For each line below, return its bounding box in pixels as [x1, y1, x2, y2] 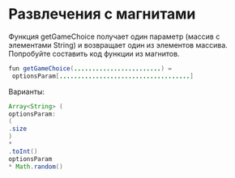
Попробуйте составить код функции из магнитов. [8, 49, 180, 58]
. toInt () [8, 147, 38, 155]
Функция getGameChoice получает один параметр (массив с [8, 32, 220, 41]
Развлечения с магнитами [8, 5, 196, 23]
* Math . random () [8, 163, 63, 171]
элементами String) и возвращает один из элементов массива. [8, 40, 229, 49]
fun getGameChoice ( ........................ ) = [8, 64, 173, 73]
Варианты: [8, 87, 45, 96]
